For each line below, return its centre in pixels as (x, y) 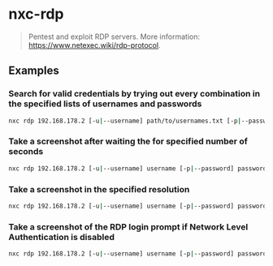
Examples (34, 71)
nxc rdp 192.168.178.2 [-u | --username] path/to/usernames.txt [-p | (125, 121)
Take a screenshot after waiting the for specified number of (128, 141)
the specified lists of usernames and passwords (105, 104)
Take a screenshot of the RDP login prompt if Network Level (128, 226)
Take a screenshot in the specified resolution (99, 189)
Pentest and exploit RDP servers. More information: (114, 36)
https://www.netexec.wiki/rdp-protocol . (94, 45)
